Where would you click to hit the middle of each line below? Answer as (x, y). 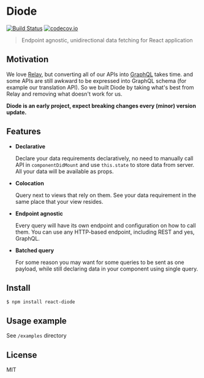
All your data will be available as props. (64, 171)
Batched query (34, 250)
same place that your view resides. (59, 201)
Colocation (29, 183)
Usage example (37, 321)
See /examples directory (36, 336)
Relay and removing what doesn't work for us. (64, 94)
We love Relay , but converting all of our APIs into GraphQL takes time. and (100, 74)
